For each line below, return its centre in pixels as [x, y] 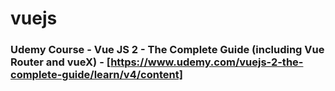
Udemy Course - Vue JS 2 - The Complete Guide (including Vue [167, 50]
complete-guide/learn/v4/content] [96, 75]
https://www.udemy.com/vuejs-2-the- [207, 62]
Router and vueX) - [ [61, 62]
